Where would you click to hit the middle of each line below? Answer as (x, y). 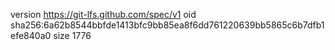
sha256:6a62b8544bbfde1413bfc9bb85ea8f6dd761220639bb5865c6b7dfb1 (167, 25)
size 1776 (72, 35)
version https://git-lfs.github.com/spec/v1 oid (103, 14)
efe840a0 (31, 35)
